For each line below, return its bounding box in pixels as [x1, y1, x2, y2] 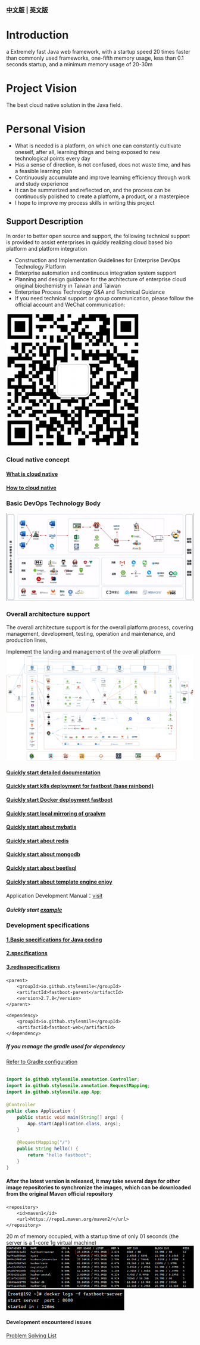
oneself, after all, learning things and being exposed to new [14, 148, 161, 155]
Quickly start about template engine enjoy [6, 878, 112, 885]
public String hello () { [17, 1146, 79, 1152]
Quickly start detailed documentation [6, 769, 101, 776]
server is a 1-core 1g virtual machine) [6, 1239, 97, 1246]
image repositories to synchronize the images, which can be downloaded [6, 1184, 192, 1191]
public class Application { [6, 1108, 76, 1114]
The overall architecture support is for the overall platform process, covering [6, 623, 193, 631]
